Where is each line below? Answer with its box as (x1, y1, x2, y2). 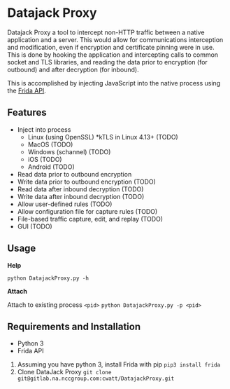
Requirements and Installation (7, 320, 141, 332)
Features (7, 107, 47, 118)
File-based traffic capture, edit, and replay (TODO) (17, 214, 163, 223)
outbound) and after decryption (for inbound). (7, 65, 140, 74)
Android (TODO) (27, 163, 75, 171)
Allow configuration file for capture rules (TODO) (17, 207, 158, 215)
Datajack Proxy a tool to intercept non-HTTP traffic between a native (7, 28, 205, 36)
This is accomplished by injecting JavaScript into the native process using (7, 79, 221, 87)
